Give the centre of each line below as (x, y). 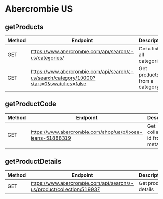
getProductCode (31, 104)
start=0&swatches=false (59, 84)
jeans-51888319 (51, 138)
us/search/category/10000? (63, 78)
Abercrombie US (39, 9)
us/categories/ (47, 58)
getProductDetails (33, 161)
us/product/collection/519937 (65, 189)
